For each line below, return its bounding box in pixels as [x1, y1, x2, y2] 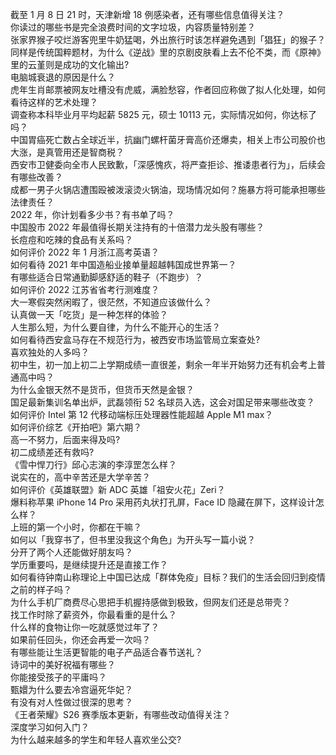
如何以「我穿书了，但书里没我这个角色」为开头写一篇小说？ [10, 534, 256, 545]
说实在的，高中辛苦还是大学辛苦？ [10, 471, 151, 483]
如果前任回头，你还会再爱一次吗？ [10, 634, 151, 645]
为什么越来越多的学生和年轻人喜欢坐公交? [10, 734, 182, 745]
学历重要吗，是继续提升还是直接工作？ [10, 559, 168, 570]
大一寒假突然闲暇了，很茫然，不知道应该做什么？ [10, 296, 212, 308]
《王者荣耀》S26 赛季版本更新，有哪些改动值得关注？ [10, 709, 232, 720]
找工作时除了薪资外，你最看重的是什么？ [10, 609, 177, 620]
